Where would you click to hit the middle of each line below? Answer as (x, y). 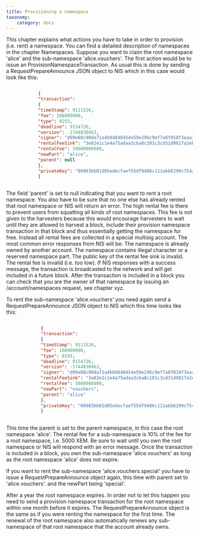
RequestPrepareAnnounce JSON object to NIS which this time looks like (94, 306)
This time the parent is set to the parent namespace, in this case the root (95, 428)
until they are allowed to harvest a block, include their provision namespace (98, 225)
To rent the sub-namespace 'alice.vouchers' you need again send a (89, 299)
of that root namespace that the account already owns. (103, 527)
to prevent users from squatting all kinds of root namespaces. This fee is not (99, 212)
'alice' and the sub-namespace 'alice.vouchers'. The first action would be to (99, 59)
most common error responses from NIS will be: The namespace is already (98, 244)
